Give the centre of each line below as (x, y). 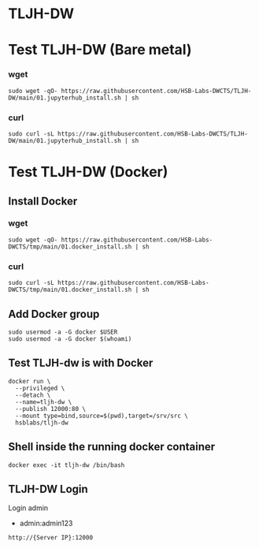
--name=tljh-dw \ (44, 402)
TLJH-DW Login (48, 489)
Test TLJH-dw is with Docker (81, 363)
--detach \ (33, 395)
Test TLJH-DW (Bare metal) (100, 50)
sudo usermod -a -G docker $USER (63, 332)
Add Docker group (54, 314)
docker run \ (30, 381)
